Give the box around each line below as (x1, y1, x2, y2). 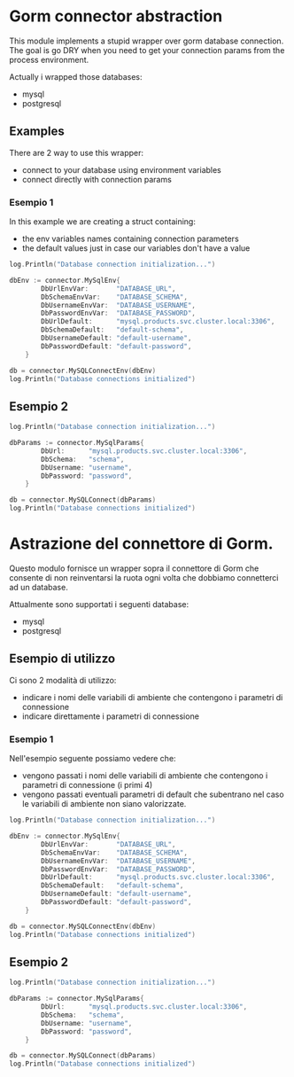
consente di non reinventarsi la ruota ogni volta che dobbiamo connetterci (9, 573, 279, 583)
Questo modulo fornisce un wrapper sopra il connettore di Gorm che (9, 563, 259, 574)
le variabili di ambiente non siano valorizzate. (21, 799, 187, 809)
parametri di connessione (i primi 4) (21, 780, 153, 791)
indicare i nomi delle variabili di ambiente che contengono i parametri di (21, 691, 283, 702)
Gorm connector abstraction (9, 6, 223, 27)
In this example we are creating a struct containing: (9, 216, 197, 227)
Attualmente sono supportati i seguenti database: (9, 599, 190, 610)
